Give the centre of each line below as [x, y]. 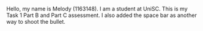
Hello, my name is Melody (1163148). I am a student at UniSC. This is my [97, 9]
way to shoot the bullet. [36, 22]
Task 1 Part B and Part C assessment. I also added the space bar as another [102, 15]
